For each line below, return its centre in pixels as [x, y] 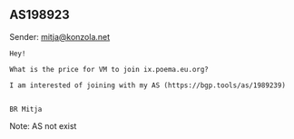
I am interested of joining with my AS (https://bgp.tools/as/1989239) [147, 85]
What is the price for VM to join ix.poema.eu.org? [109, 69]
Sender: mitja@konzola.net [60, 36]
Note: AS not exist [43, 125]
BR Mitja [26, 109]
